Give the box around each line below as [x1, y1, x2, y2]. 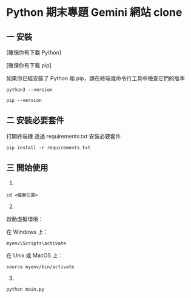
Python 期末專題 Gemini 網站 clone [6, 5, 183, 19]
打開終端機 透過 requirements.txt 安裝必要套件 [6, 132, 121, 140]
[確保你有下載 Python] [6, 49, 62, 56]
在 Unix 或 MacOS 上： [6, 251, 64, 259]
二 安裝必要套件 [6, 115, 64, 126]
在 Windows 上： [6, 228, 49, 235]
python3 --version [6, 87, 53, 93]
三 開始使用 [6, 163, 49, 173]
